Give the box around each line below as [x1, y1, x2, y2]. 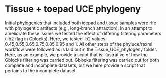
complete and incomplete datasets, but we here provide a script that [5, 62, 145, 68]
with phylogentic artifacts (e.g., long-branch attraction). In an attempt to [5, 25, 153, 31]
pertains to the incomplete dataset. [5, 67, 77, 73]
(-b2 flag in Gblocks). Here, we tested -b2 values [5, 36, 106, 42]
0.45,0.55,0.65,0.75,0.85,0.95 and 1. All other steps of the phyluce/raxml [5, 41, 153, 47]
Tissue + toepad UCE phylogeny [5, 3, 141, 15]
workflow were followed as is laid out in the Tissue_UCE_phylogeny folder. [5, 46, 158, 52]
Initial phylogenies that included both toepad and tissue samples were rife [5, 20, 157, 26]
